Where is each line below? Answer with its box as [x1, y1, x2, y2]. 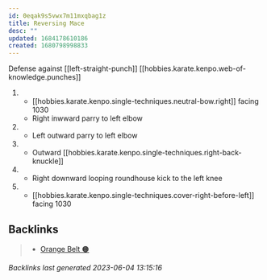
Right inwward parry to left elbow [31, 113, 143, 123]
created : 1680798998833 [8, 42, 89, 50]
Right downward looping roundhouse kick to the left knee [31, 174, 223, 183]
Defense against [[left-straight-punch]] [8, 64, 138, 73]
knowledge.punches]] [8, 72, 81, 82]
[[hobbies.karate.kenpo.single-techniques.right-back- [63, 148, 242, 158]
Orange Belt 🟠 [40, 244, 90, 253]
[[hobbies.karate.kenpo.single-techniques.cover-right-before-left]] [31, 191, 255, 200]
